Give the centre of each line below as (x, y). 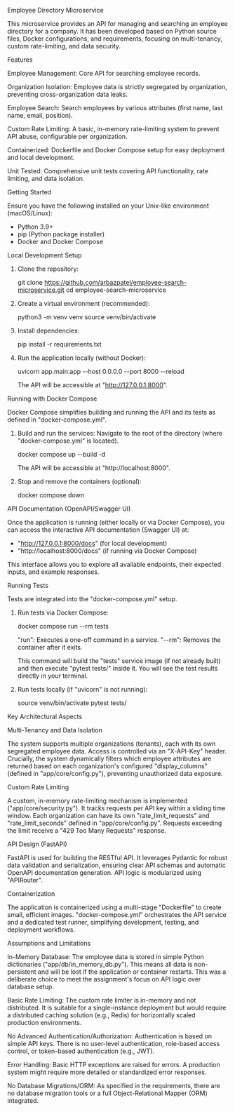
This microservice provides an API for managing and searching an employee (117, 24)
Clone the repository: (48, 269)
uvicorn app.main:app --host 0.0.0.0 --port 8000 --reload (101, 371)
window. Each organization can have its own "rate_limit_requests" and (108, 816)
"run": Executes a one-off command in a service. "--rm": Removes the (119, 640)
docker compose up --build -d (61, 454)
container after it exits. (50, 647)
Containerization (31, 893)
